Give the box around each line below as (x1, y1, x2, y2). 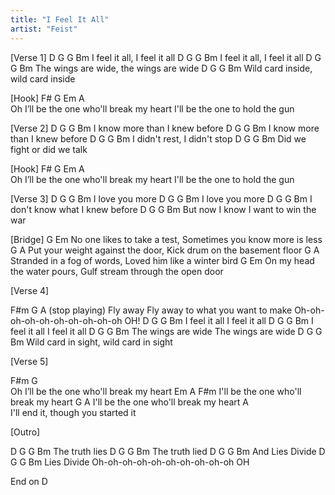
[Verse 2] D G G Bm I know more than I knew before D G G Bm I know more (10, 122, 320, 134)
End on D (10, 475, 48, 487)
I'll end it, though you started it (10, 406, 137, 418)
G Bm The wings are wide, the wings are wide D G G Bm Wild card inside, (10, 62, 313, 74)
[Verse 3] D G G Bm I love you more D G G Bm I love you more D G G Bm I (10, 192, 313, 205)
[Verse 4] (10, 284, 50, 296)
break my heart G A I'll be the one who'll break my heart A (10, 396, 249, 408)
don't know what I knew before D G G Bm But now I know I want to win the (10, 203, 317, 215)
